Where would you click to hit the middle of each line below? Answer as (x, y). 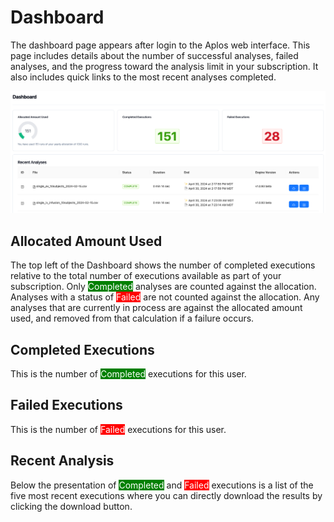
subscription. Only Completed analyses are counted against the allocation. (163, 287)
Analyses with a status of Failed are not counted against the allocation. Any (165, 297)
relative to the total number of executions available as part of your (146, 276)
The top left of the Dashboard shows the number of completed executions (163, 265)
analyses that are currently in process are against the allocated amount (156, 308)
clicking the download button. (71, 506)
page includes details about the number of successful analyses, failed (154, 55)
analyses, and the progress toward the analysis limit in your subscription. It (164, 66)
